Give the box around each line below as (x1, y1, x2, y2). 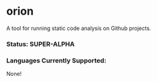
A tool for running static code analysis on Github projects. (6, 24, 152, 32)
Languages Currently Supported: (6, 56, 107, 65)
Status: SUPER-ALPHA (6, 40, 75, 48)
